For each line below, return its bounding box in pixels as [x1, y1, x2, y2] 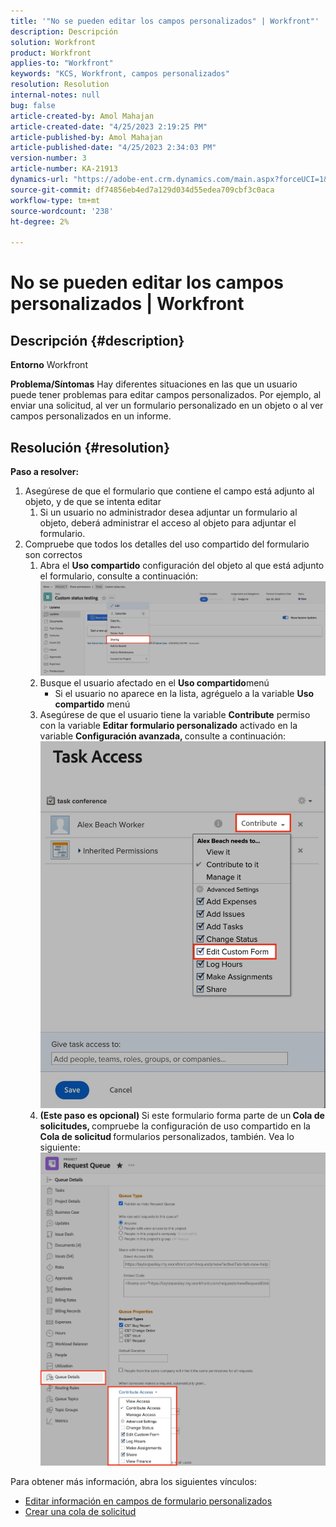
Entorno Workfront [10, 359, 88, 371]
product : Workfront [10, 48, 92, 58]
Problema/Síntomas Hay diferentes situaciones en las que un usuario [10, 378, 298, 390]
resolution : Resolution [10, 80, 110, 90]
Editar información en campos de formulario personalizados [24, 1495, 273, 1507]
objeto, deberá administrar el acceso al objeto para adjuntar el [39, 516, 297, 529]
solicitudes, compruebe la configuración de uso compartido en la [39, 1120, 311, 1132]
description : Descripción [10, 26, 118, 37]
